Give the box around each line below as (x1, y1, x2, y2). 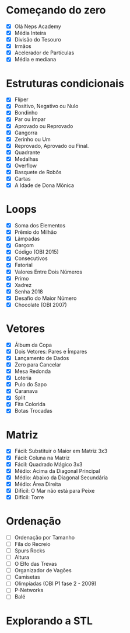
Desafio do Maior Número (14, 295, 77, 302)
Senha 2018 (14, 288, 43, 295)
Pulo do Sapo (14, 381, 47, 388)
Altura (14, 554, 30, 561)
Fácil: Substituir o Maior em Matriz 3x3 (14, 448, 108, 455)
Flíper (14, 96, 29, 103)
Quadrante (14, 148, 41, 155)
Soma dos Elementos (14, 222, 66, 229)
